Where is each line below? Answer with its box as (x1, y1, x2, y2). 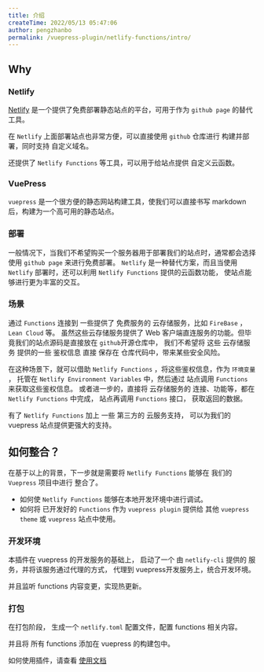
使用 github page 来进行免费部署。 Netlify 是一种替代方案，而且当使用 (8, 257, 238, 267)
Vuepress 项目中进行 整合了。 (8, 477, 103, 487)
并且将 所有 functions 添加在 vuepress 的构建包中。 (8, 639, 175, 648)
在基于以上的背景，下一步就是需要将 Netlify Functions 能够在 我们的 (8, 468, 233, 477)
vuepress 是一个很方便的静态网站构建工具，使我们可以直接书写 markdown (8, 197, 247, 207)
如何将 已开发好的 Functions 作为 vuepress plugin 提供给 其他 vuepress (19, 504, 250, 513)
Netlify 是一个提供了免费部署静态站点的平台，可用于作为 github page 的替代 (8, 105, 253, 114)
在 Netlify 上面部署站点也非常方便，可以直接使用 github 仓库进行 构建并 (8, 131, 243, 141)
